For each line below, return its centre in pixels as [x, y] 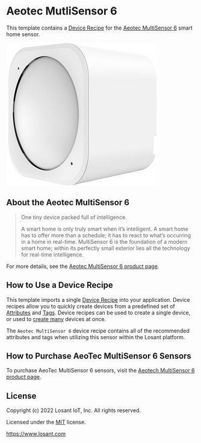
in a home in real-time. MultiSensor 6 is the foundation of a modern [104, 241]
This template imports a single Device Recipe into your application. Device [98, 299]
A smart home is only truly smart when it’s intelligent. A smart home [104, 229]
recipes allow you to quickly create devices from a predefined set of [91, 306]
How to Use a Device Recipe [60, 285]
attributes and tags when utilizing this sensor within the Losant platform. [96, 337]
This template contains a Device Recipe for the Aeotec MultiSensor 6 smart [99, 28]
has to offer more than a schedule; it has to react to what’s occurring [106, 235]
